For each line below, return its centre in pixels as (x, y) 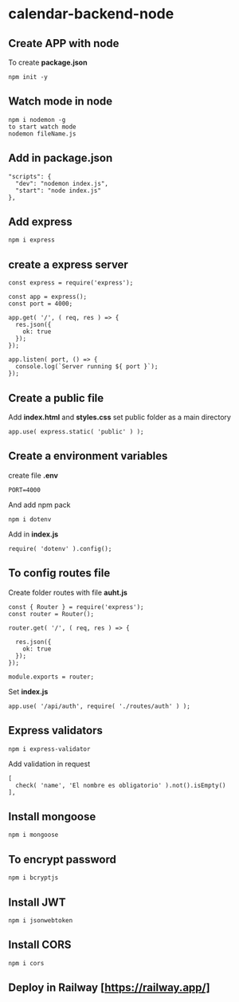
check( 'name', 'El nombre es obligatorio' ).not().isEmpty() (121, 785)
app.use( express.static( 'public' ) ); (76, 432)
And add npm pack (39, 505)
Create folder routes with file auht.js (68, 592)
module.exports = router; (51, 677)
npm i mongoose (33, 835)
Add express (41, 222)
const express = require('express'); (71, 283)
